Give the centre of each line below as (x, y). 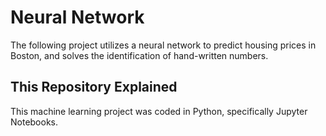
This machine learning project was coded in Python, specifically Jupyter (159, 111)
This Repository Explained (94, 87)
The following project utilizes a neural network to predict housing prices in (163, 45)
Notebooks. (34, 122)
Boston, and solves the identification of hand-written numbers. (139, 55)
